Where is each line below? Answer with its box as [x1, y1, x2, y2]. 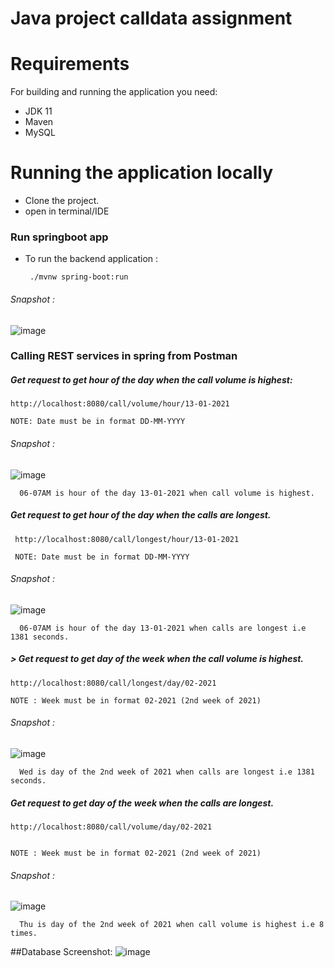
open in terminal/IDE [24, 205, 110, 217]
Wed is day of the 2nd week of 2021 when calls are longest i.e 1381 [19, 767, 315, 777]
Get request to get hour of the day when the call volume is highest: [10, 374, 293, 386]
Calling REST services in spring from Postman [10, 349, 238, 363]
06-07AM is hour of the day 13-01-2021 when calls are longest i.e [19, 623, 307, 633]
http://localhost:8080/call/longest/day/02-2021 [10, 678, 217, 688]
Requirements [10, 53, 130, 76]
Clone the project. [24, 195, 100, 207]
